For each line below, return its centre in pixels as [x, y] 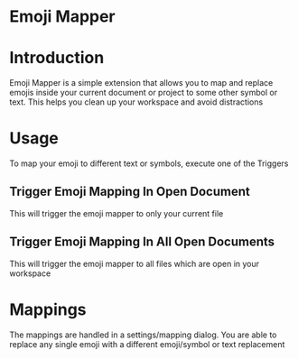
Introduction [57, 58]
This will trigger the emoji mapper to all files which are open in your [135, 263]
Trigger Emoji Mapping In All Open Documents [142, 242]
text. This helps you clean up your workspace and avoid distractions [136, 102]
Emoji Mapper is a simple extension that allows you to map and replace [141, 83]
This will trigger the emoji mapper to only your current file [116, 213]
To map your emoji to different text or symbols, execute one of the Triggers [149, 163]
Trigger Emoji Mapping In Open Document [130, 192]
